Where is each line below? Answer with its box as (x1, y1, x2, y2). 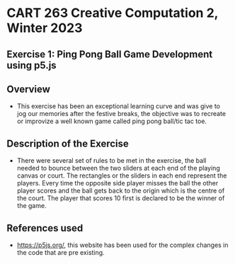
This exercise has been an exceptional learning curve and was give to (16, 102, 221, 110)
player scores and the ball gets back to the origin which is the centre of (16, 186, 225, 195)
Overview (6, 83, 51, 95)
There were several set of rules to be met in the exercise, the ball (16, 156, 207, 165)
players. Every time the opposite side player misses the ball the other (16, 179, 219, 188)
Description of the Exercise (6, 137, 129, 149)
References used (6, 222, 84, 234)
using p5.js (6, 59, 57, 71)
